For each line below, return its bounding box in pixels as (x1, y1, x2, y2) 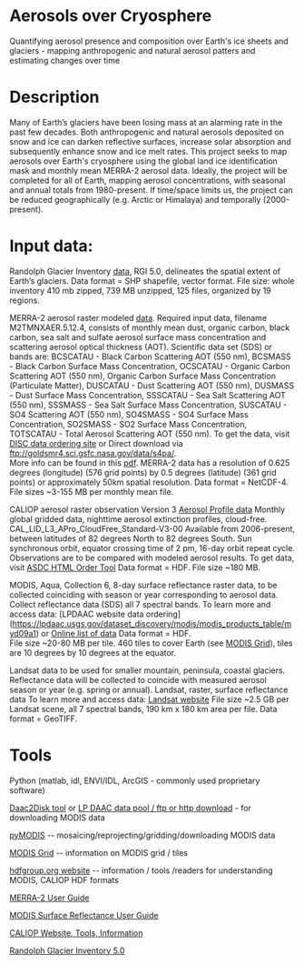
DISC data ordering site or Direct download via (9, 437, 183, 448)
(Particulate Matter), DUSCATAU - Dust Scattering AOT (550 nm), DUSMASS (9, 379, 295, 391)
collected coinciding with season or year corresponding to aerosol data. (9, 588, 279, 600)
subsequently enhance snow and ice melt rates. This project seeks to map (9, 146, 288, 156)
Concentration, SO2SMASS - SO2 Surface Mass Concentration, (9, 418, 248, 429)
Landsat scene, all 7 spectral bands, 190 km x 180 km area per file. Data (9, 703, 278, 714)
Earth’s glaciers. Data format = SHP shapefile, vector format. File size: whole (9, 275, 295, 286)
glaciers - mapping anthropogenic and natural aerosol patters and (9, 45, 256, 55)
